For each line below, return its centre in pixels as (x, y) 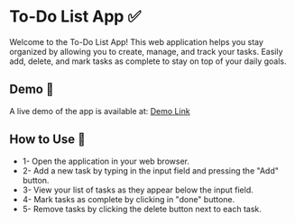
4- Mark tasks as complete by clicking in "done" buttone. (129, 199)
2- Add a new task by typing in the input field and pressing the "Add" (151, 170)
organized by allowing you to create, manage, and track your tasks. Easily (146, 51)
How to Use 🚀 (47, 140)
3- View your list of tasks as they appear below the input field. (138, 190)
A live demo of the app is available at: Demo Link (100, 111)
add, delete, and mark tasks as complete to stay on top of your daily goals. (148, 61)
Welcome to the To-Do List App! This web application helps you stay (137, 41)
